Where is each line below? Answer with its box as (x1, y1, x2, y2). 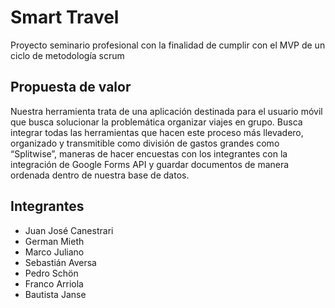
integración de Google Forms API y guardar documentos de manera (10, 158, 290, 170)
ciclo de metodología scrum (10, 49, 125, 61)
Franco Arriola (24, 277, 84, 290)
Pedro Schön (24, 267, 79, 279)
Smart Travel (10, 6, 120, 29)
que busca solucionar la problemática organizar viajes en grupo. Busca (10, 116, 303, 128)
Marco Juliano (24, 246, 85, 258)
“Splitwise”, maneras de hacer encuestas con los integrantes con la (10, 147, 288, 160)
